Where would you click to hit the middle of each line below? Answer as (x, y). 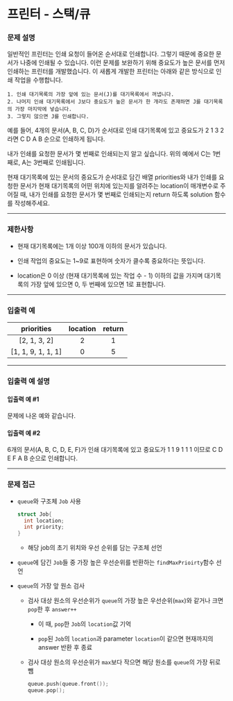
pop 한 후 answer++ (52, 609)
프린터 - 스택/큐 (49, 14)
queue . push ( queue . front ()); (68, 684)
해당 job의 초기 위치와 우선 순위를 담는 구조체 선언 (95, 548)
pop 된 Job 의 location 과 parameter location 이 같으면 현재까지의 (126, 639)
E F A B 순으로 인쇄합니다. (43, 458)
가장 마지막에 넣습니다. (43, 109)
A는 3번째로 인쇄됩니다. (53, 162)
